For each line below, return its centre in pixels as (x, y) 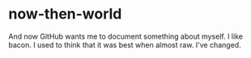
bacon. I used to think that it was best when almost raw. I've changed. (125, 44)
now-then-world (65, 14)
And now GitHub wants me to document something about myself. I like (125, 36)
